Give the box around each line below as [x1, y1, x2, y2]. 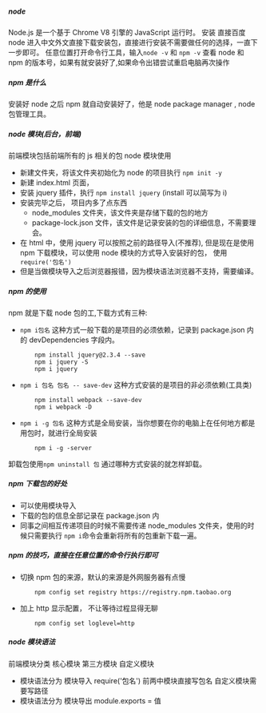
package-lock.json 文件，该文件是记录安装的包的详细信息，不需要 [31, 217, 249, 228]
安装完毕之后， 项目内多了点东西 [19, 197, 128, 207]
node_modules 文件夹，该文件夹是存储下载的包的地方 [31, 207, 209, 217]
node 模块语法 [8, 637, 56, 647]
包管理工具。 [8, 109, 50, 119]
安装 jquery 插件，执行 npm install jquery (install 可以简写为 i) [19, 187, 228, 197]
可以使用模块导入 [19, 501, 77, 510]
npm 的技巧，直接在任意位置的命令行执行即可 [8, 550, 158, 560]
